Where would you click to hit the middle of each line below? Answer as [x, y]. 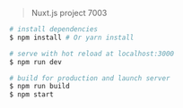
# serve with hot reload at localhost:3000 [92, 54]
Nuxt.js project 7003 [69, 13]
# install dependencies [54, 29]
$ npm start [31, 95]
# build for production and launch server [90, 78]
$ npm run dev [36, 62]
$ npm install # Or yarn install [72, 37]
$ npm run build [39, 87]
